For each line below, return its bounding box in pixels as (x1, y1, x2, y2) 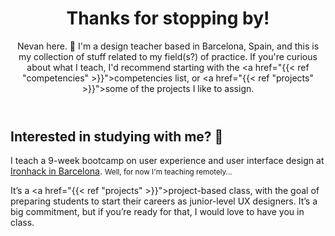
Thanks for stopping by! (66, 7, 270, 30)
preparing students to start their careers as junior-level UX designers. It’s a (10, 195, 318, 207)
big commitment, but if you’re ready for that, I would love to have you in (10, 206, 305, 218)
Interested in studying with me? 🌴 (10, 128, 224, 145)
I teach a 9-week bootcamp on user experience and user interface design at (10, 155, 325, 167)
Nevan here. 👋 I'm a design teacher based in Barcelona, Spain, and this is (16, 40, 320, 52)
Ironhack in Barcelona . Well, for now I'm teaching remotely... (10, 165, 233, 177)
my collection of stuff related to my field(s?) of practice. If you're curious (18, 50, 318, 62)
